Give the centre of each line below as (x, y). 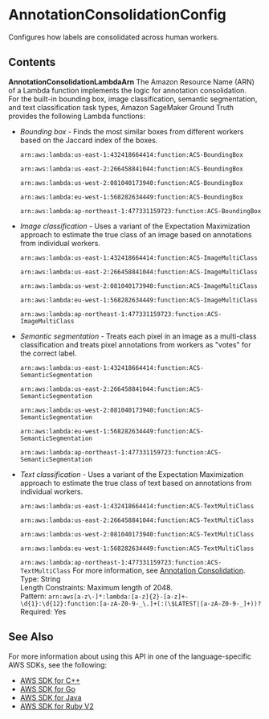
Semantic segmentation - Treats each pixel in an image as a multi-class (138, 336)
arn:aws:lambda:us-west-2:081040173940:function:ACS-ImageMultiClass (139, 286)
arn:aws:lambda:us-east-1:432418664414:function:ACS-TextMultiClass (137, 506)
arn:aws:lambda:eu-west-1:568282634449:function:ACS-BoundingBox (131, 197)
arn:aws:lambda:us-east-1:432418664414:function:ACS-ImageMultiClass (139, 258)
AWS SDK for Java (51, 697)
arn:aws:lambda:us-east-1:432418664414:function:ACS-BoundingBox (131, 154)
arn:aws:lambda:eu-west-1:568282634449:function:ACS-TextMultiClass (137, 548)
